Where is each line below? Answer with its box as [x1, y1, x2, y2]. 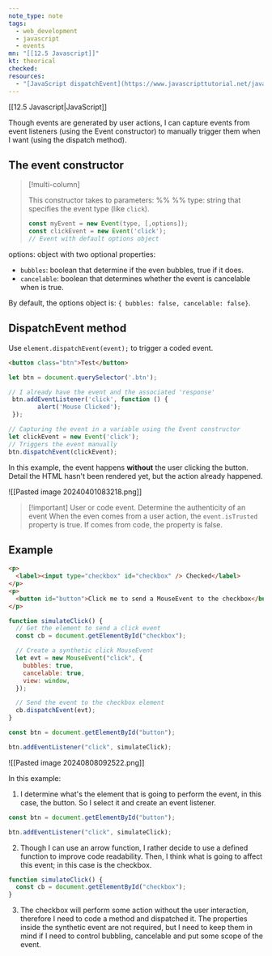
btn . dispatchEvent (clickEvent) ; [8, 447, 117, 456]
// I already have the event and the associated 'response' [8, 388, 216, 396]
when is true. [19, 282, 64, 292]
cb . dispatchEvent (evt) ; [15, 706, 96, 715]
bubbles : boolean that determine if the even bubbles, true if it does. [19, 265, 244, 275]
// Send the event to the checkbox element [15, 698, 164, 707]
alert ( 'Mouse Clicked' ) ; [37, 403, 121, 412]
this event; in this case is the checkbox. [19, 860, 152, 869]
